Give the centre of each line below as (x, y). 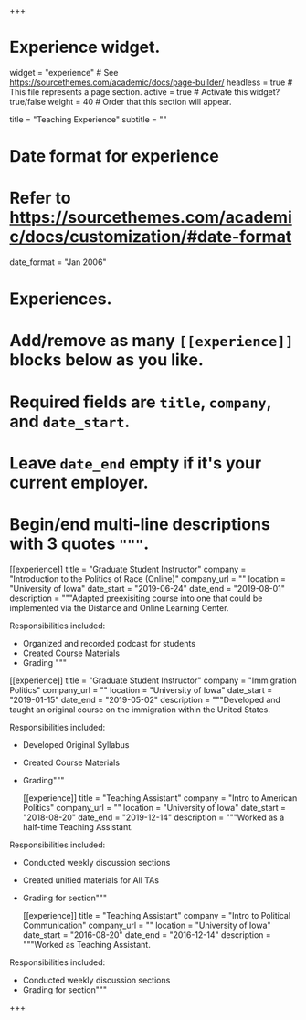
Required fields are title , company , (141, 402)
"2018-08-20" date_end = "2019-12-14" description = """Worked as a (153, 817)
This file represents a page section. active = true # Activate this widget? (145, 91)
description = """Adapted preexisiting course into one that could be (136, 598)
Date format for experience (114, 157)
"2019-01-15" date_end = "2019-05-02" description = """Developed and (145, 699)
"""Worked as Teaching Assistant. (86, 944)
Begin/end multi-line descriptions (140, 524)
